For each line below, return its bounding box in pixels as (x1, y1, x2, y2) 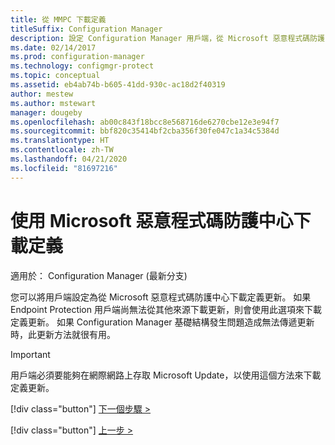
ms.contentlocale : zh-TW (10, 145, 114, 155)
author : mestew (10, 89, 74, 99)
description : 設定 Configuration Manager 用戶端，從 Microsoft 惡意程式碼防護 (10, 33, 325, 43)
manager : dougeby (10, 107, 83, 118)
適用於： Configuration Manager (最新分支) (10, 269, 188, 281)
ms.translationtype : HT (10, 136, 110, 146)
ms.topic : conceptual (10, 71, 101, 81)
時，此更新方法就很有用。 (10, 328, 116, 340)
